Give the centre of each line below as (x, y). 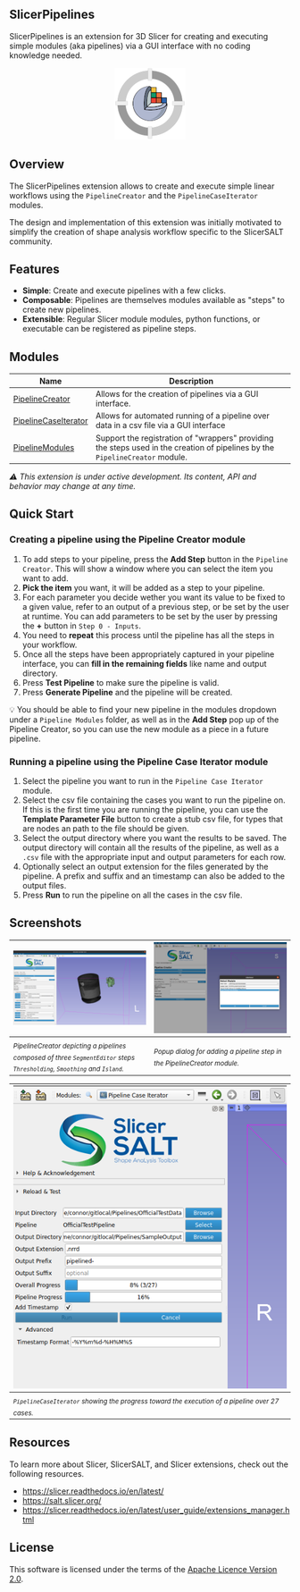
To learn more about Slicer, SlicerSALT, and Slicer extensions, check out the (149, 1464)
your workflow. (50, 644)
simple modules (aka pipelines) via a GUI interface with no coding (130, 46)
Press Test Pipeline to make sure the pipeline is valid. (121, 682)
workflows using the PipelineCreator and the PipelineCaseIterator (134, 195)
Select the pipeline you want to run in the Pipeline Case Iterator (142, 780)
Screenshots (46, 923)
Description (192, 381)
